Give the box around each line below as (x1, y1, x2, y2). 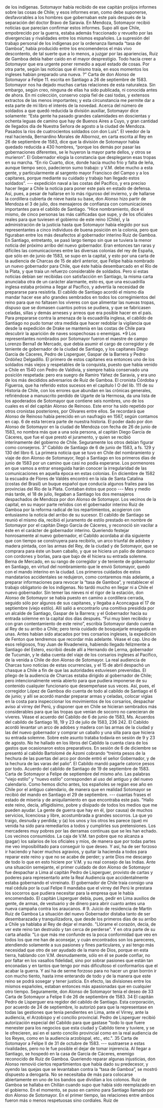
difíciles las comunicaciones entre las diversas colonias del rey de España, (5, 248, 154, 253)
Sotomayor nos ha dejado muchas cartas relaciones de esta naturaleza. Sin (5, 82, 156, 87)
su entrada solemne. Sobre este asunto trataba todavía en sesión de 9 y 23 (5, 735, 155, 740)
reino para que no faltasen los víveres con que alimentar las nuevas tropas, (5, 299, 155, 305)
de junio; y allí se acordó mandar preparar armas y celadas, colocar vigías (5, 693, 153, 699)
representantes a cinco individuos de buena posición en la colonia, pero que (5, 227, 158, 233)
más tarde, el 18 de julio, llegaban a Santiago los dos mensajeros (5, 491, 134, 497)
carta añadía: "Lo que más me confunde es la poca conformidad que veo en (5, 931, 158, 937)
